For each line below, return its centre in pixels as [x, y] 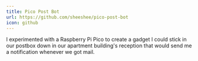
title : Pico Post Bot [33, 12]
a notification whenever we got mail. [50, 52]
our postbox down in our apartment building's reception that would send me [99, 46]
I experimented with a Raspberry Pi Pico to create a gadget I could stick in [96, 40]
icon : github [22, 23]
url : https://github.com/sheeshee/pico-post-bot [67, 17]
